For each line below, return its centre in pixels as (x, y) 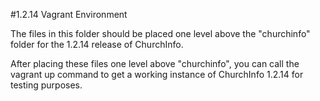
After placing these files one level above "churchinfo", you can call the (155, 63)
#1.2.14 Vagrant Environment (69, 14)
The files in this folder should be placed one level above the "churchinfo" (160, 33)
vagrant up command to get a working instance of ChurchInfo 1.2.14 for (157, 74)
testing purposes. (46, 85)
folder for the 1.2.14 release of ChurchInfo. (97, 44)
